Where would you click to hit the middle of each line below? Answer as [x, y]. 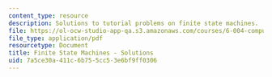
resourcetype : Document [49, 46]
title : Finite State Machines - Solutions [81, 53]
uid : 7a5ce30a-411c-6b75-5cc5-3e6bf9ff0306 [83, 61]
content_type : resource [49, 16]
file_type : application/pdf [56, 38]
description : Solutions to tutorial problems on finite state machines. [134, 23]
